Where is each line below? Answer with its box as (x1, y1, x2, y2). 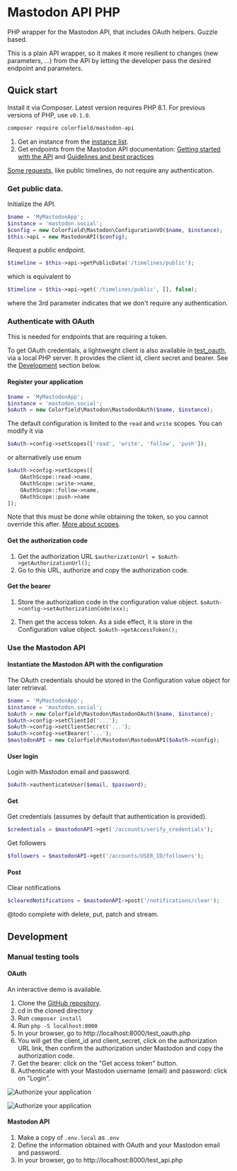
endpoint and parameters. (7, 64, 83, 72)
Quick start (7, 84, 58, 96)
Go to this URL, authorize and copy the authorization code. (17, 565, 189, 574)
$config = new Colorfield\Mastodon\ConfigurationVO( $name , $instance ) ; (7, 226, 223, 233)
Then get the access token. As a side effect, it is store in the (17, 617, 193, 626)
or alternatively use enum (7, 454, 82, 462)
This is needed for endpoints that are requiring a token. (7, 333, 168, 341)
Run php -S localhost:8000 (17, 1021, 98, 1029)
